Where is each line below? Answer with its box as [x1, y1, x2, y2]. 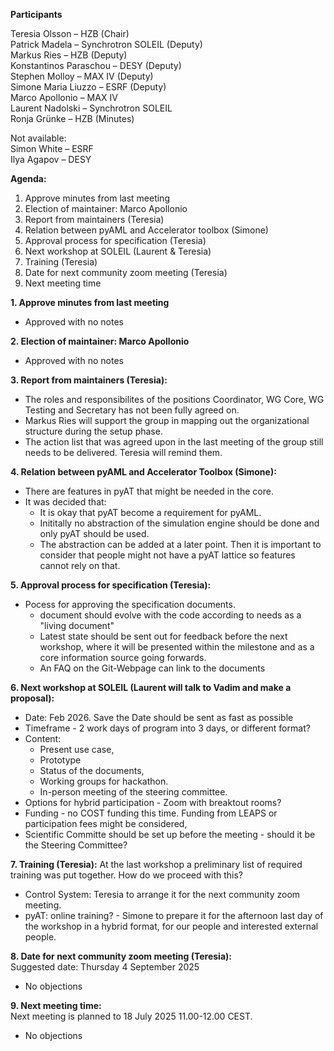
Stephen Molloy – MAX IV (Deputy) [10, 70, 154, 82]
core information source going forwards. [39, 652, 207, 663]
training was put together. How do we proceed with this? [10, 869, 243, 881]
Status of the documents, [39, 765, 145, 776]
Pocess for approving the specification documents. [24, 599, 236, 610]
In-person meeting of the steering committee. [39, 786, 228, 798]
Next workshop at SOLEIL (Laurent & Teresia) [24, 245, 212, 257]
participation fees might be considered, [24, 818, 188, 829]
